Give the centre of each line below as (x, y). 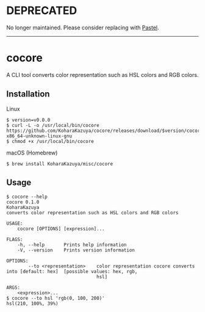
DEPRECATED (42, 11)
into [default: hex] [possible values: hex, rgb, (72, 271)
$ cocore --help (27, 197)
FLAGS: (15, 239)
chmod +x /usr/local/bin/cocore (53, 141)
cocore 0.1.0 (23, 202)
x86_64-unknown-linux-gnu (39, 136)
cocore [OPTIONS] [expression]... (61, 229)
